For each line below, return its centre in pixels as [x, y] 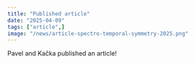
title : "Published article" [49, 14]
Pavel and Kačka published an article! [62, 53]
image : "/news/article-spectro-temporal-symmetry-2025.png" [98, 33]
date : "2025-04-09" [36, 20]
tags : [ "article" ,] [36, 27]
